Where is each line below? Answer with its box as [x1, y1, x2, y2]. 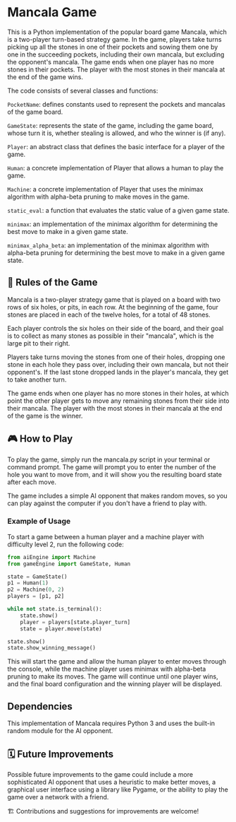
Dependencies [7, 700, 73, 712]
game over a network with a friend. [7, 792, 109, 801]
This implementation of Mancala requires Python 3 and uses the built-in [7, 719, 216, 728]
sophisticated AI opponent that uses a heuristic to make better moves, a [7, 777, 216, 786]
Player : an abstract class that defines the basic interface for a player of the [7, 142, 225, 151]
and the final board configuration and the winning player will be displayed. [7, 680, 223, 688]
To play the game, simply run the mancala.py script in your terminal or [7, 455, 211, 464]
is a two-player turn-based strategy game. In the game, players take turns [7, 35, 222, 43]
